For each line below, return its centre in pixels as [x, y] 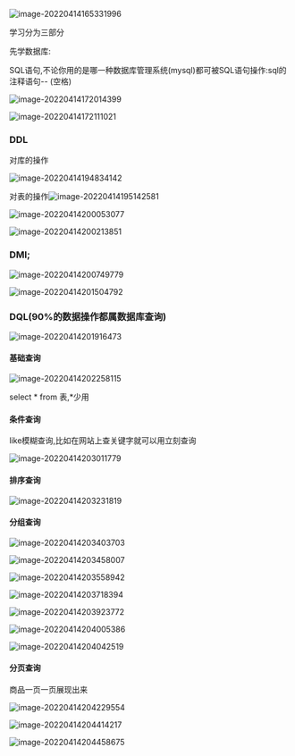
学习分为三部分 [37, 32]
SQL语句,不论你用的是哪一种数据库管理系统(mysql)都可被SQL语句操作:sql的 [148, 70]
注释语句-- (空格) [41, 81]
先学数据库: [30, 51]
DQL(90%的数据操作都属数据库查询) [88, 316]
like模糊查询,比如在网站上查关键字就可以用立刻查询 [103, 441]
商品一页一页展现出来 [48, 689]
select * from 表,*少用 [49, 397]
